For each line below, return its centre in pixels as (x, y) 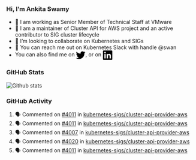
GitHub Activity (29, 101)
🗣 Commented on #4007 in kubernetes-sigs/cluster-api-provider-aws (102, 132)
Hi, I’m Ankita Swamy (38, 9)
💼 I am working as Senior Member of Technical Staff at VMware (93, 22)
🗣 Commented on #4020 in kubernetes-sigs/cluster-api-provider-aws (102, 141)
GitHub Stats (25, 73)
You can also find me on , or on (58, 55)
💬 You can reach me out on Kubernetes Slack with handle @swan (96, 47)
